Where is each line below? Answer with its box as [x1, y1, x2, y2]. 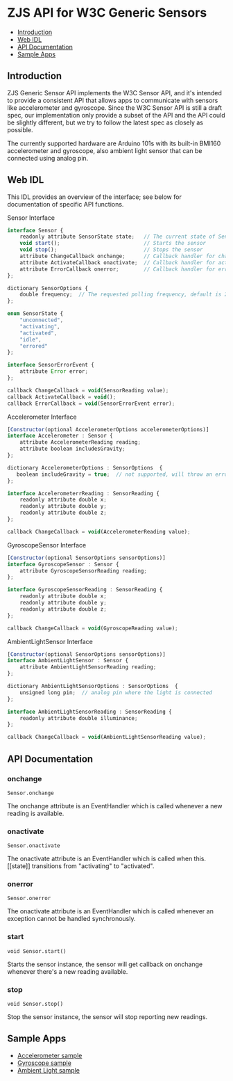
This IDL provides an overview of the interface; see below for [7, 193, 182, 201]
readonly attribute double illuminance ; [19, 714, 138, 721]
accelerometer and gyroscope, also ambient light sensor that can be [7, 146, 202, 154]
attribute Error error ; [19, 368, 89, 375]
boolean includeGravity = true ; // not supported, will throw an [16, 471, 213, 478]
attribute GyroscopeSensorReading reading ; [19, 567, 148, 575]
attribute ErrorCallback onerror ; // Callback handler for [19, 266, 216, 273]
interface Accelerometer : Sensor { [7, 433, 113, 440]
